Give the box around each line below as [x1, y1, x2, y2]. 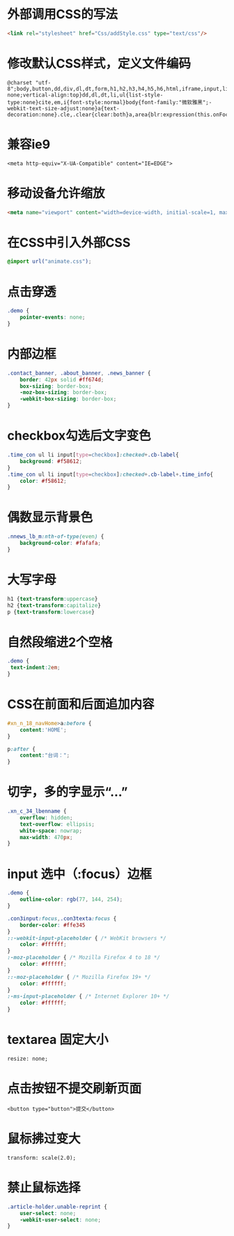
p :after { [7, 746, 36, 752]
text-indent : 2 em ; [10, 664, 61, 671]
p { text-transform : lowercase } [7, 609, 95, 616]
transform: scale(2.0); [7, 1154, 77, 1161]
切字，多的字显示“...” [7, 784, 128, 800]
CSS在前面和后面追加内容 [7, 697, 155, 713]
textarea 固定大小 [7, 1032, 109, 1048]
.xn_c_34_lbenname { [7, 808, 68, 815]
